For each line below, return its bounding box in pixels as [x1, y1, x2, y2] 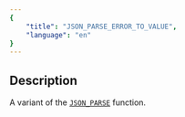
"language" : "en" [26, 30, 92, 39]
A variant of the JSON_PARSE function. [9, 97, 147, 108]
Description [9, 72, 77, 88]
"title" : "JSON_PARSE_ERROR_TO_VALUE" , [26, 22, 178, 31]
